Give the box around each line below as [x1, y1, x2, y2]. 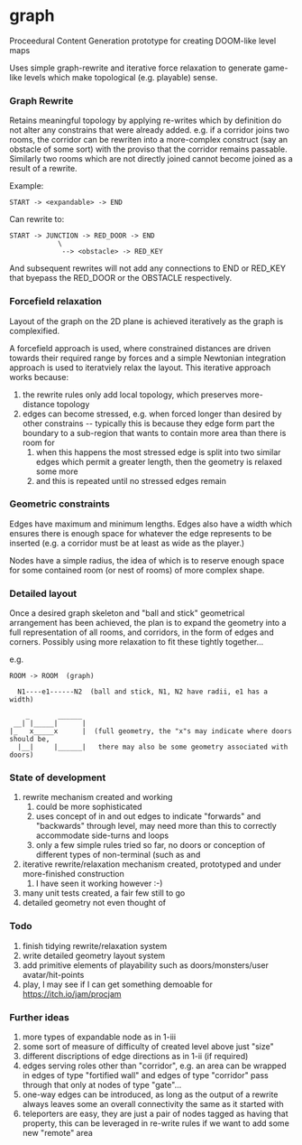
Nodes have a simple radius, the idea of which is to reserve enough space [9, 554, 285, 565]
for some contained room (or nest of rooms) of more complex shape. [9, 564, 265, 575]
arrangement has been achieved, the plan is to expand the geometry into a [9, 618, 287, 628]
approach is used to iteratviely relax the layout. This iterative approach [9, 362, 271, 373]
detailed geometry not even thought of [22, 898, 167, 908]
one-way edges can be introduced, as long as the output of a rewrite [22, 1089, 279, 1100]
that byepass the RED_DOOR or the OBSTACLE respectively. [9, 273, 233, 284]
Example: [9, 181, 44, 191]
